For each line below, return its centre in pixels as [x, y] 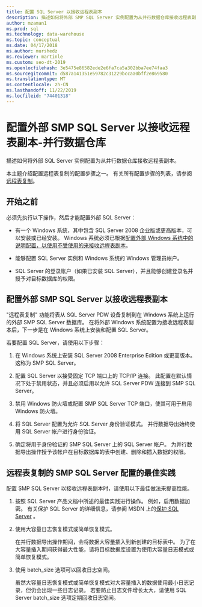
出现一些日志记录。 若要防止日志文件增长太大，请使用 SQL [114, 590]
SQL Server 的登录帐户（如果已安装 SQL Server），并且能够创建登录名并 [104, 271]
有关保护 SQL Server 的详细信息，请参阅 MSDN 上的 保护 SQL [103, 509]
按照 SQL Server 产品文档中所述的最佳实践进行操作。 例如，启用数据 [100, 502]
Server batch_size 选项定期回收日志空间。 [67, 598]
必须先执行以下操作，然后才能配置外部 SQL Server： [71, 217]
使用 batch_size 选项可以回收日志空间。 [64, 570]
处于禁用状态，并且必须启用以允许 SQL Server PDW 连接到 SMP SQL [111, 383]
